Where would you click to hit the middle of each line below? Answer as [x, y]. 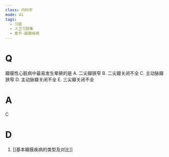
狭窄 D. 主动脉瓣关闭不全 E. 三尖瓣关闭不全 [50, 80]
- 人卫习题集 [22, 29]
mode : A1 [14, 15]
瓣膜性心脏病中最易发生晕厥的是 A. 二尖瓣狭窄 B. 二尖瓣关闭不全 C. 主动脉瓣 [84, 73]
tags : [11, 19]
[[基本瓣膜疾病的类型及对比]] [43, 149]
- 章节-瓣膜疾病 [25, 33]
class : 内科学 [19, 10]
